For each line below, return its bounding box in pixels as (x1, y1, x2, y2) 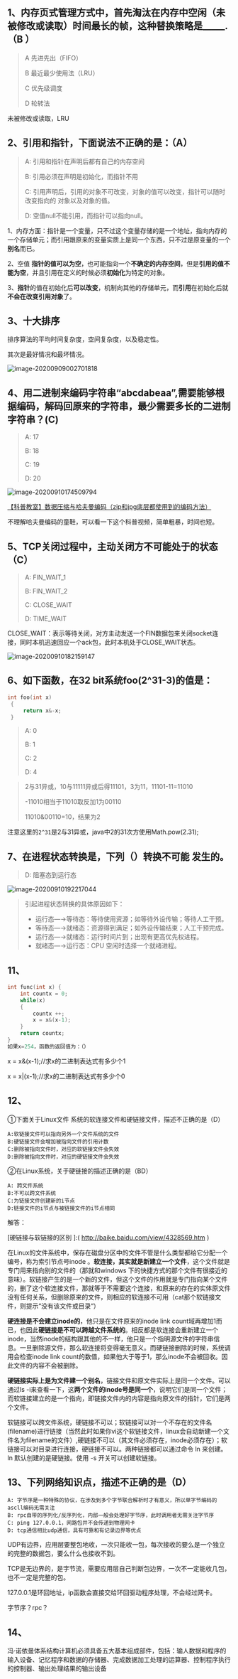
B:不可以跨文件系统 (7, 1189, 57, 1196)
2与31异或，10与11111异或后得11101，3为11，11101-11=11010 (24, 783, 193, 791)
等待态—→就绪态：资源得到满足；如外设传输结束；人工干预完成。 (35, 923, 228, 933)
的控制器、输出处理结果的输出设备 (7, 1664, 107, 1673)
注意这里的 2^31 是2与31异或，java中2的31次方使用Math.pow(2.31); (7, 827, 199, 837)
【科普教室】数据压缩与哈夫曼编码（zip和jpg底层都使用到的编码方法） (7, 503, 212, 511)
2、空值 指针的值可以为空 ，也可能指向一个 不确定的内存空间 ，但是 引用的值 (7, 259, 225, 268)
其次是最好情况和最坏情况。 (7, 350, 89, 359)
